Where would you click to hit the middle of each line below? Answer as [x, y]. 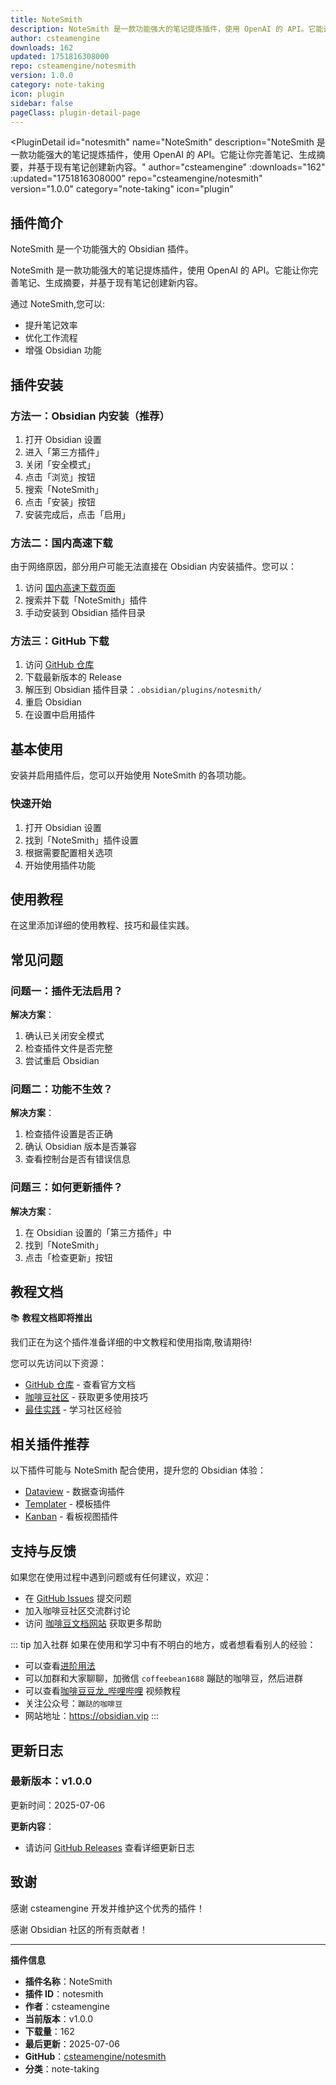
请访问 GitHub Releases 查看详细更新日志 [109, 1847]
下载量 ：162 [49, 2031]
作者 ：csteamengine [67, 2006]
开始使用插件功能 [60, 865]
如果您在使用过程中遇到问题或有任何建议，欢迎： [111, 1577]
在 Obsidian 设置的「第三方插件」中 [98, 1232]
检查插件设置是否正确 [68, 1134]
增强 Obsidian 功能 [63, 350]
